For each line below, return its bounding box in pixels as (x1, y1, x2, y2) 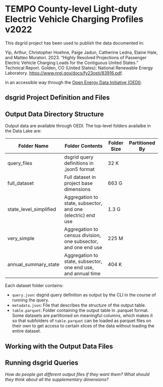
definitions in (64, 160, 94, 167)
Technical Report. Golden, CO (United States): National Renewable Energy (5, 64, 153, 71)
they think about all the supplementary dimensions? (5, 377, 109, 383)
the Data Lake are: (5, 128, 42, 134)
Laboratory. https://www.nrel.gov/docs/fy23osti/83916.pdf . (5, 70, 123, 76)
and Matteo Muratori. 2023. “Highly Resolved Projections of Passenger (5, 54, 147, 60)
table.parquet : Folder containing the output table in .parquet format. (12, 307, 149, 313)
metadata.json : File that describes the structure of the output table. (12, 302, 147, 308)
